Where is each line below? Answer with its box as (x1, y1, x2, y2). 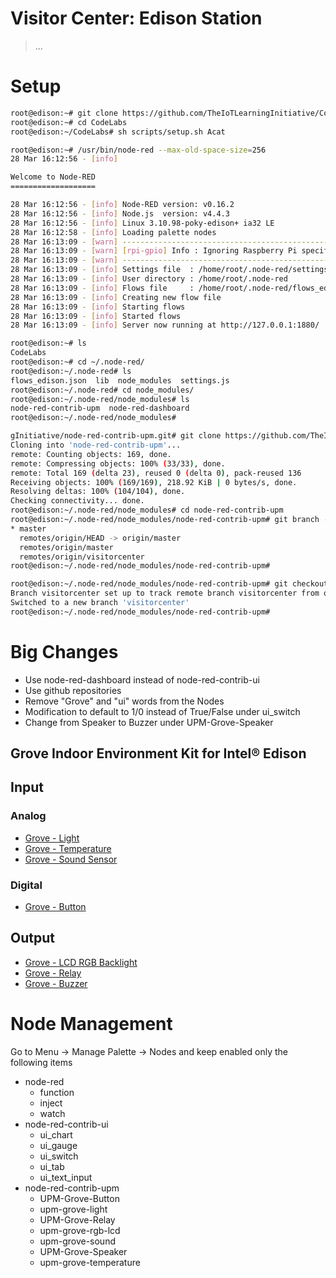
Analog (10, 809, 47, 823)
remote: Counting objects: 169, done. (10, 449, 172, 459)
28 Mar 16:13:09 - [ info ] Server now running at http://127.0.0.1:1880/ (10, 320, 320, 331)
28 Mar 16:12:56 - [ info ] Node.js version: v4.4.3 (10, 208, 230, 219)
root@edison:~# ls (10, 338, 87, 349)
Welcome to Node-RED (10, 172, 97, 182)
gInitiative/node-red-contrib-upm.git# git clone (10, 431, 222, 441)
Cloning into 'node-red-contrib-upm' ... (10, 440, 182, 450)
